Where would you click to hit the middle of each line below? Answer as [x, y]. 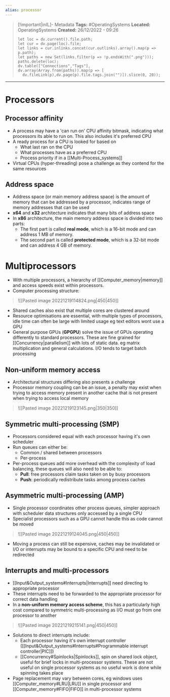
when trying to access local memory [51, 398]
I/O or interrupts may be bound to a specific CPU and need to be [80, 549]
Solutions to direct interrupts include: [51, 635]
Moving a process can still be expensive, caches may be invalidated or [86, 544]
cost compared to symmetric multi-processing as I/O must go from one [87, 610]
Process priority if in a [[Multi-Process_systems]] [71, 158]
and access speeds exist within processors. [58, 285]
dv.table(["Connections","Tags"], [54, 66]
